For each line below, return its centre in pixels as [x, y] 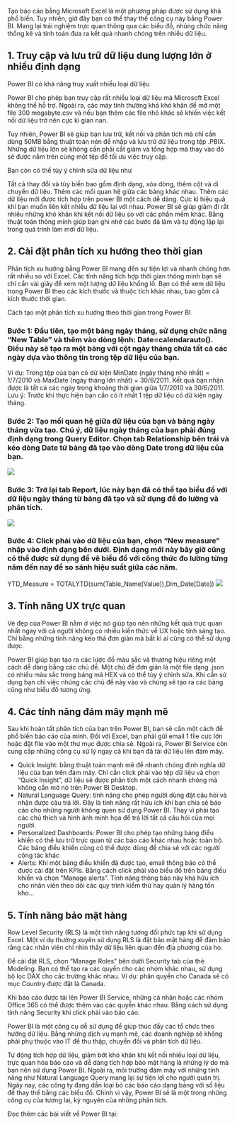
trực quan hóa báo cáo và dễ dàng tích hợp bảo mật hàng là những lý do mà [118, 1063]
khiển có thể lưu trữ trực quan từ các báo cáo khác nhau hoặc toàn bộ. [121, 840]
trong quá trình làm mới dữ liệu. [53, 229]
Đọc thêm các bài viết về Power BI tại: [63, 1114]
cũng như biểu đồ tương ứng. [50, 689]
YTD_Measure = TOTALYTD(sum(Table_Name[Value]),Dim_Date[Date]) [111, 584]
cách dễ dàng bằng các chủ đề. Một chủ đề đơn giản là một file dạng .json [116, 667]
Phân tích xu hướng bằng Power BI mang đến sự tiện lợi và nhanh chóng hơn [118, 268]
